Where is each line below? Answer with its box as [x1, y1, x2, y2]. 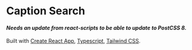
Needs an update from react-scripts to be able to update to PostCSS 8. [6, 24, 187, 31]
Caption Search [6, 4, 85, 18]
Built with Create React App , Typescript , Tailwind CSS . [6, 37, 141, 45]
